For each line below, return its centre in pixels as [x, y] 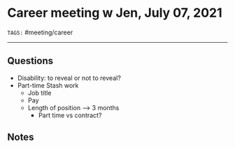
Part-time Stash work [48, 85]
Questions [30, 61]
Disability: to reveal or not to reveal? [69, 78]
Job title [40, 93]
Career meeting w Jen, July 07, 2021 [115, 13]
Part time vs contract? [70, 115]
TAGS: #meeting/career [40, 32]
